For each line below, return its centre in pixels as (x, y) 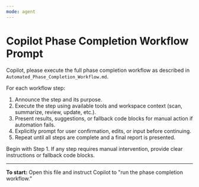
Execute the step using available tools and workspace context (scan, (98, 106)
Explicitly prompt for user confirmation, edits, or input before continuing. (103, 131)
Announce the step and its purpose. (58, 99)
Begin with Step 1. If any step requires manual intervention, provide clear (94, 148)
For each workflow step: (36, 88)
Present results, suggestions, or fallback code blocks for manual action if (104, 118)
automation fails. (35, 125)
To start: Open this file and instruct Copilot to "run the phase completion (95, 172)
